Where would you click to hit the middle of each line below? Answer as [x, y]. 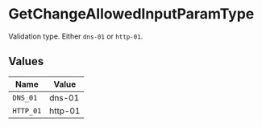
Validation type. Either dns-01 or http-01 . [76, 36]
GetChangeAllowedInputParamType [131, 14]
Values [26, 61]
